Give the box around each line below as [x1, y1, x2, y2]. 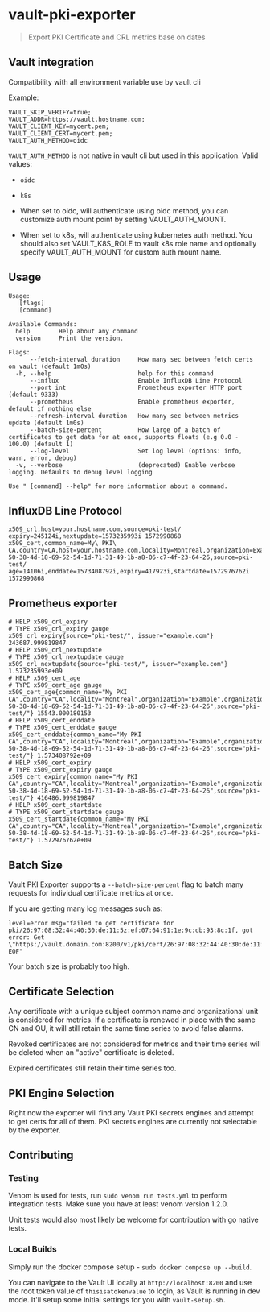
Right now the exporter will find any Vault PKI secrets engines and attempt [8, 1107, 255, 1117]
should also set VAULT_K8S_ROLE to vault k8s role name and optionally [19, 238, 257, 248]
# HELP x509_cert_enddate [8, 717, 95, 725]
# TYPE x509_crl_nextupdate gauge [8, 653, 125, 661]
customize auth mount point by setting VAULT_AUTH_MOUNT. [19, 214, 227, 224]
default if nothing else [8, 404, 92, 412]
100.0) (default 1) [8, 440, 74, 448]
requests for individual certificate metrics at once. [8, 888, 174, 897]
